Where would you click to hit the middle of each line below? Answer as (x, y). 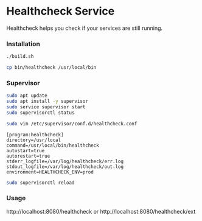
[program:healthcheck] (35, 135)
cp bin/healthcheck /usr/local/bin (51, 68)
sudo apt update (27, 96)
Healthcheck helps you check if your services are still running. (85, 28)
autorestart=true (28, 156)
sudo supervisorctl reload (40, 183)
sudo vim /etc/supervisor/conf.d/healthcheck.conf (72, 124)
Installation (23, 44)
